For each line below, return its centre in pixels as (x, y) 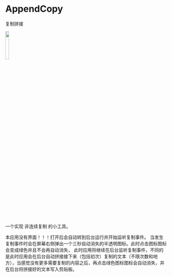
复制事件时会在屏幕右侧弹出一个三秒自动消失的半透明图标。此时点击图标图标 (86, 243)
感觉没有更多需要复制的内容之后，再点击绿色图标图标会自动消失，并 (93, 263)
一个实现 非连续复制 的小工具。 (38, 226)
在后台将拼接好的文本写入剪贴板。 (41, 269)
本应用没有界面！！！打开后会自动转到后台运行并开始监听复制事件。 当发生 (84, 237)
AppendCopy (34, 9)
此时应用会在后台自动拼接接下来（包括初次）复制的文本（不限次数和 (81, 256)
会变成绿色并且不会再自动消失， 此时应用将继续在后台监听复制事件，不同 (82, 250)
